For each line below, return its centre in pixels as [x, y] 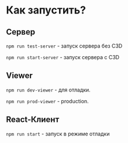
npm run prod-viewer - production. [47, 101]
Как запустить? [46, 10]
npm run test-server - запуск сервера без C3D [64, 46]
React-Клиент [33, 120]
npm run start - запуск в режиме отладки [58, 134]
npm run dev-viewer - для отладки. [48, 90]
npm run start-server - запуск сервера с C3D [63, 57]
